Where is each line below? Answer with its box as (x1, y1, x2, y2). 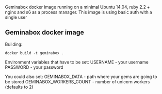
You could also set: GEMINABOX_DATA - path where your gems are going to (5, 74, 158, 79)
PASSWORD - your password (5, 64, 64, 70)
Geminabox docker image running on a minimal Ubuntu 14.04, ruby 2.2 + (5, 4, 150, 10)
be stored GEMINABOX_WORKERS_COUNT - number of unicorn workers (5, 78, 150, 84)
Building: (5, 41, 23, 47)
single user (5, 15, 28, 20)
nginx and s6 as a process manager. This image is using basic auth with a (5, 9, 152, 15)
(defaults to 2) (5, 84, 33, 90)
